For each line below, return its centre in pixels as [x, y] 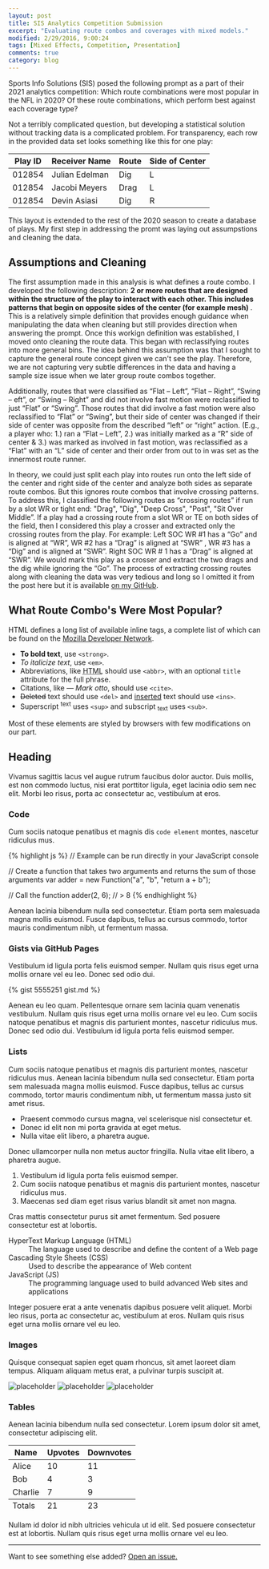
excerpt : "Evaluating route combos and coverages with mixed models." [128, 30]
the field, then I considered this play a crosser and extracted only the [122, 525]
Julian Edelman [80, 175]
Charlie [26, 1492]
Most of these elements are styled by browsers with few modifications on [129, 723]
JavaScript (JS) [34, 1274]
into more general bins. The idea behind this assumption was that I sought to [134, 350]
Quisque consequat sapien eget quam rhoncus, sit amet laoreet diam [122, 1362]
